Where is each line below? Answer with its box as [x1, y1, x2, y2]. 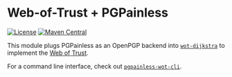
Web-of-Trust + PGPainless [7, 5, 168, 21]
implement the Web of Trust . [7, 49, 89, 57]
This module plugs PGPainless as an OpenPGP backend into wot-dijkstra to [7, 41, 225, 49]
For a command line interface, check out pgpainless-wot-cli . [7, 62, 182, 70]
